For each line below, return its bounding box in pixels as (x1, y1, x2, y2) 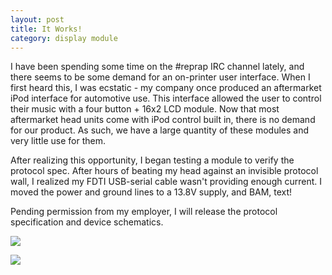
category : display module (10, 33, 118, 43)
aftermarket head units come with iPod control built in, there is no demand (10, 114, 316, 126)
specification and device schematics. (10, 216, 164, 228)
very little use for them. (10, 135, 106, 147)
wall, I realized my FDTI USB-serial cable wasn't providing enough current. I (10, 176, 322, 188)
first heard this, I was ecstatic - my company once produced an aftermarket (10, 82, 322, 94)
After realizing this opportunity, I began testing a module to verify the (10, 154, 295, 166)
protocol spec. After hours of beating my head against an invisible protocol (10, 165, 319, 177)
